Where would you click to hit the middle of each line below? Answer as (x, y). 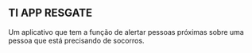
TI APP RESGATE (50, 13)
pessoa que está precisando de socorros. (76, 40)
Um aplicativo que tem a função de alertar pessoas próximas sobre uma (126, 32)
